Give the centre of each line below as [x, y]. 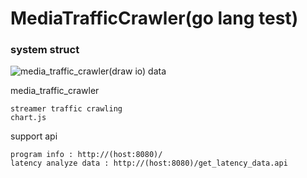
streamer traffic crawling [66, 109]
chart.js [28, 118]
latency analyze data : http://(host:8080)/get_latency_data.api [149, 163]
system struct [45, 50]
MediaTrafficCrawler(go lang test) [154, 18]
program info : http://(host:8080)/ [86, 155]
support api [34, 136]
